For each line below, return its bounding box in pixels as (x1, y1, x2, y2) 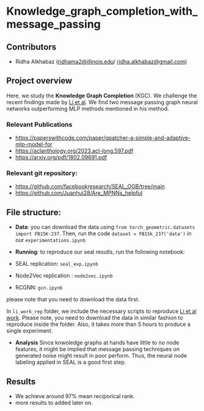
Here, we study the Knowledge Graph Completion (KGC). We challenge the (6, 92, 197, 99)
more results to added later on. (15, 399, 93, 407)
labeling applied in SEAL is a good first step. (15, 358, 126, 366)
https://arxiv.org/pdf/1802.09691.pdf (15, 154, 107, 161)
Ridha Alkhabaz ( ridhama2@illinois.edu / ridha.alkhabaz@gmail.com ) (15, 58, 188, 65)
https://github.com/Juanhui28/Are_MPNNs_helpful (15, 189, 143, 197)
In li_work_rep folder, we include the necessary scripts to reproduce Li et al (6, 307, 197, 315)
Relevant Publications (6, 120, 73, 129)
